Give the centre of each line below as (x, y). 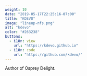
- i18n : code (22, 50)
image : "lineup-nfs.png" (30, 23)
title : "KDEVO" (20, 18)
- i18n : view (22, 41)
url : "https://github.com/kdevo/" (48, 54)
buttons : (14, 37)
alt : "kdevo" (18, 28)
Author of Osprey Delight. (30, 68)
